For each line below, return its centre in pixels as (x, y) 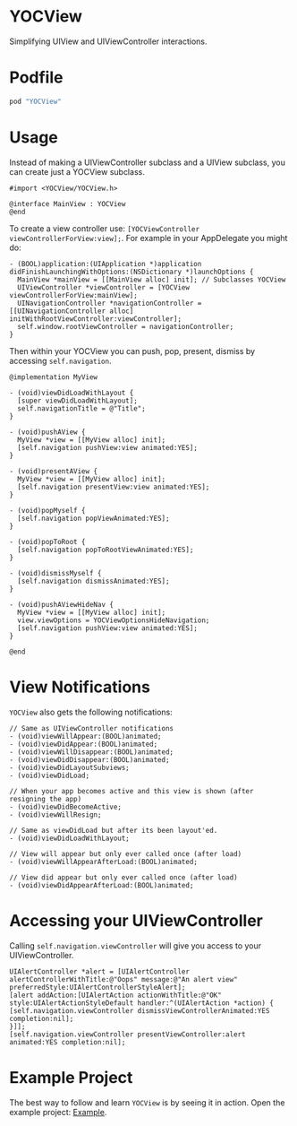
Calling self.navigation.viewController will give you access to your (136, 945)
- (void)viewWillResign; (55, 814)
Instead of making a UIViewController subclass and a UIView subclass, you (148, 162)
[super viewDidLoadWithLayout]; (78, 401)
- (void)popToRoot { (48, 541)
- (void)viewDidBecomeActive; (66, 807)
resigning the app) (46, 799)
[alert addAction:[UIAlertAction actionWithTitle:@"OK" (115, 995)
